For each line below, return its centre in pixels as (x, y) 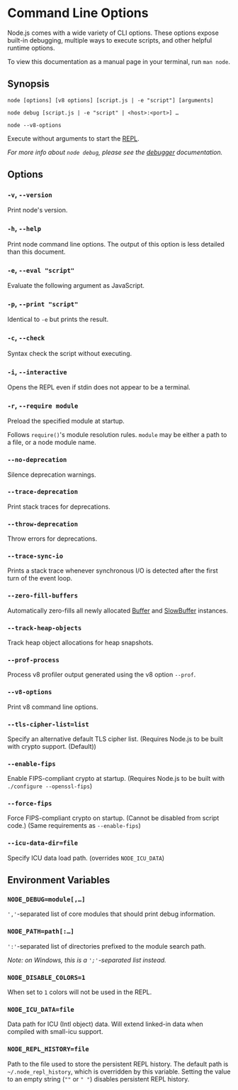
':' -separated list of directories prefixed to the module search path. (107, 946)
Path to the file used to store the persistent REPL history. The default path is (118, 1064)
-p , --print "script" (43, 303)
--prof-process (34, 660)
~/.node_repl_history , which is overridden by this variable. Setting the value (119, 1072)
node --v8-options (34, 125)
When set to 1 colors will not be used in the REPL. (80, 992)
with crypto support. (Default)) (52, 746)
